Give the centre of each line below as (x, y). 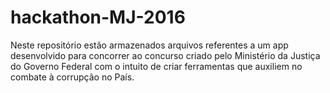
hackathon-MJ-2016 (98, 17)
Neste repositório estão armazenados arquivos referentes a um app (149, 45)
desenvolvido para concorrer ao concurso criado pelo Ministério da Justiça (165, 55)
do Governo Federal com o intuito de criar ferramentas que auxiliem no (156, 66)
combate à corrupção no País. (72, 77)
